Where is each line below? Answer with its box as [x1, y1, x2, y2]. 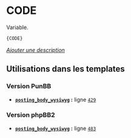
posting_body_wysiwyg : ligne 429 [15, 96, 96, 103]
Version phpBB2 [6, 111, 56, 119]
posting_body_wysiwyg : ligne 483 [15, 125, 96, 132]
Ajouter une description [6, 46, 65, 53]
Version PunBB [6, 82, 52, 91]
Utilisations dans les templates [6, 64, 126, 74]
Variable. [6, 24, 29, 31]
